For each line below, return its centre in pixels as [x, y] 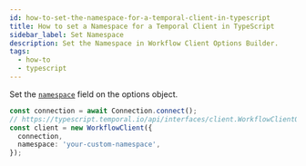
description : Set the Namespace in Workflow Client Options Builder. [144, 43]
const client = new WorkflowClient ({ [81, 128]
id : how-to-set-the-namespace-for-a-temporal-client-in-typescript [140, 18]
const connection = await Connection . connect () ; [103, 111]
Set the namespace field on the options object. [94, 94]
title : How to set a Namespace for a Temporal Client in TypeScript [142, 26]
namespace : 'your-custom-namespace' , [89, 145]
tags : [20, 52]
